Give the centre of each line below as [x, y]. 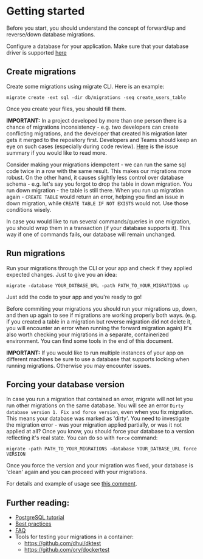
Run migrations [36, 253]
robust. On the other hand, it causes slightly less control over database [95, 177]
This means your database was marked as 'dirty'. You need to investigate [98, 418]
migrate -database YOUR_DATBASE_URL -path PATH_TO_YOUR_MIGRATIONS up [98, 286]
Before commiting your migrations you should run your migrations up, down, [102, 308]
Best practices [33, 524]
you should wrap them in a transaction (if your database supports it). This [98, 228]
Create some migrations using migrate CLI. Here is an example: [85, 86]
